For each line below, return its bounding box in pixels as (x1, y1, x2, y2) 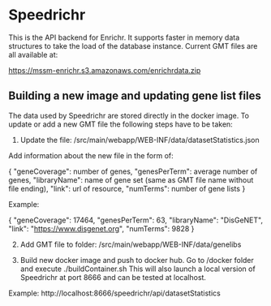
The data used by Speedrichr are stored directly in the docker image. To (8, 110, 250, 120)
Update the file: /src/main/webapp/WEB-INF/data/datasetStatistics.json (19, 135, 260, 144)
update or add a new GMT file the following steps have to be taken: (8, 119, 233, 129)
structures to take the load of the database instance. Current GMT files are (8, 41, 258, 50)
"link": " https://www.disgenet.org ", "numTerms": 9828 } (8, 223, 195, 233)
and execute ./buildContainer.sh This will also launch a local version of (19, 264, 256, 274)
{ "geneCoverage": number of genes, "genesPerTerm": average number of (8, 166, 258, 176)
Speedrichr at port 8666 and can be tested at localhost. (19, 272, 207, 282)
